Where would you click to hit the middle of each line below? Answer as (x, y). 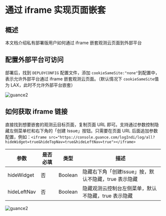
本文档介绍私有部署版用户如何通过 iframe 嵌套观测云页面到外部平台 (74, 43)
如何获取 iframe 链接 (37, 112)
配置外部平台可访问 (34, 60)
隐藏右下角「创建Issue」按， (116, 172)
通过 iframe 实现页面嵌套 (56, 10)
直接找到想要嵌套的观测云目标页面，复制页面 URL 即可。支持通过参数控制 (80, 125)
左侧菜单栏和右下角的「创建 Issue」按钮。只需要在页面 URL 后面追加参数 (83, 130)
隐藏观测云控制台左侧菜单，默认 (120, 188)
